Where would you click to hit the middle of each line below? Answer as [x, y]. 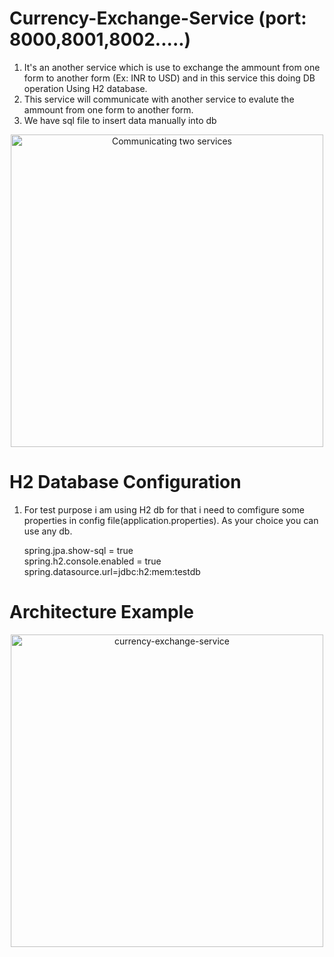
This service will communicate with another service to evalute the [159, 99]
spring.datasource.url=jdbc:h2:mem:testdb [112, 571]
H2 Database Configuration [125, 482]
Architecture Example [101, 612]
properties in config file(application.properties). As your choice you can [171, 520]
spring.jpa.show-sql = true [78, 550]
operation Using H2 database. [85, 88]
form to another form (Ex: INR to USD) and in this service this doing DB [169, 78]
